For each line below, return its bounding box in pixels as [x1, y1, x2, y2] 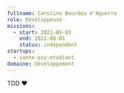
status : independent [19, 41, 78, 48]
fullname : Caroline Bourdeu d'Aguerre [7, 10, 117, 17]
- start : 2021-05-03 [13, 29, 72, 36]
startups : [7, 48, 35, 55]
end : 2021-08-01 [19, 35, 66, 42]
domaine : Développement [7, 60, 75, 67]
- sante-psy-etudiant [13, 54, 75, 61]
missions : [7, 22, 35, 29]
